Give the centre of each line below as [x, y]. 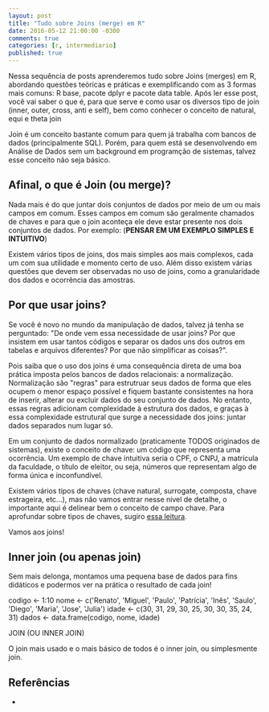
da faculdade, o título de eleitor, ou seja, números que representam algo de [132, 466]
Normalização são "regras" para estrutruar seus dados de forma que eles [130, 383]
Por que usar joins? [57, 305]
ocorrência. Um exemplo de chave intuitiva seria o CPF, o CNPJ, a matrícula [133, 458]
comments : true [34, 38]
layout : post [30, 16]
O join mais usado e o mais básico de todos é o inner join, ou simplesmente [133, 649]
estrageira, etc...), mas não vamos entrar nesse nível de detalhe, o [118, 499]
